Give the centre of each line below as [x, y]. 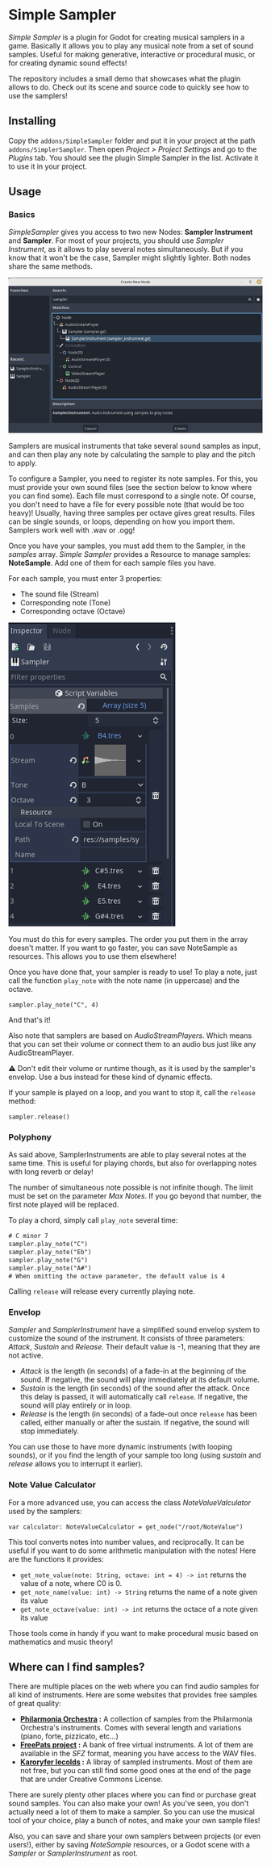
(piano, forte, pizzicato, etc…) [69, 1736]
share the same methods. [50, 266]
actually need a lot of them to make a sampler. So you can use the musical [132, 1812]
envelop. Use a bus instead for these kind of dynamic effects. [110, 1077]
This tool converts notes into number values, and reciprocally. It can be [126, 1542]
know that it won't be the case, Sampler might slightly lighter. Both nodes [130, 258]
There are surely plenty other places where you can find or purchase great [132, 1795]
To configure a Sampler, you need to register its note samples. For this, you [133, 479]
